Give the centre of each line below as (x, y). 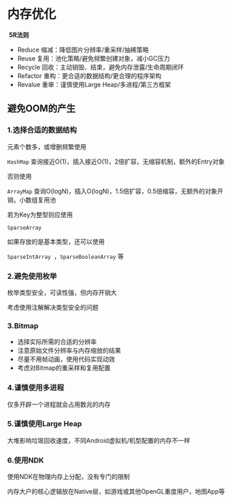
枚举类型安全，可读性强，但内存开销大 (62, 292)
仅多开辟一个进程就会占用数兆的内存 (59, 404)
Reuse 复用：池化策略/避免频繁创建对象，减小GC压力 (93, 58)
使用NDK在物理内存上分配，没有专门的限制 (69, 477)
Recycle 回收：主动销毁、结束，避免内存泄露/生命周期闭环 (100, 67)
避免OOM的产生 (41, 109)
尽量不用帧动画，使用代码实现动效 (66, 359)
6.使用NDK (26, 460)
